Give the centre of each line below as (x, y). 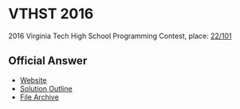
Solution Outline (46, 88)
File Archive (39, 97)
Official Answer (48, 61)
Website (33, 80)
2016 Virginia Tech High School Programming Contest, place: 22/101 (120, 36)
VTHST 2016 (51, 14)
